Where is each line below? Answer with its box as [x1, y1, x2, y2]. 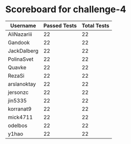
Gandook [8, 39, 30, 46]
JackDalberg [8, 47, 39, 54]
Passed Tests [43, 22, 77, 29]
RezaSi [8, 72, 25, 79]
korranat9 [8, 105, 32, 112]
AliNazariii [8, 31, 32, 38]
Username [10, 22, 36, 29]
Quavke [8, 64, 27, 71]
